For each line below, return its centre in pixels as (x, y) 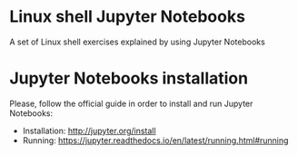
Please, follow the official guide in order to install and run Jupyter (131, 103)
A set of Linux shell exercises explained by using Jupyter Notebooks (137, 42)
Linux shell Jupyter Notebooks (127, 17)
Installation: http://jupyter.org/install (89, 131)
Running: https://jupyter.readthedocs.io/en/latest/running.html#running (155, 140)
